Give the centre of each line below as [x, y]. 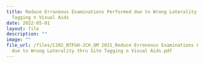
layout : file [23, 28]
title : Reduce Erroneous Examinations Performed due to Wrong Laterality [102, 12]
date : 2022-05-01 [28, 23]
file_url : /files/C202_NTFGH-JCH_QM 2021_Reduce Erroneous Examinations [100, 46]
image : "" [19, 40]
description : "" [27, 34]
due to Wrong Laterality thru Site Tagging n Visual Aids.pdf [92, 51]
